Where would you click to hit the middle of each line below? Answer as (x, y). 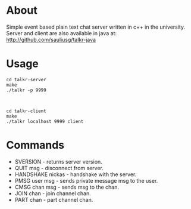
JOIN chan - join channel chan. (53, 193)
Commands (35, 145)
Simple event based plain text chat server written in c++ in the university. (96, 27)
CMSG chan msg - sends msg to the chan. (67, 187)
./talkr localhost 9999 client (45, 121)
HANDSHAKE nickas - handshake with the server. (76, 174)
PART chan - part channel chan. (54, 199)
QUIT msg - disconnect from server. (59, 168)
